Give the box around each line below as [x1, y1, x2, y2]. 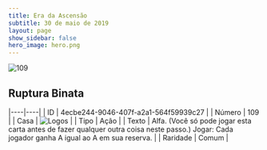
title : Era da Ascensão [8, 11, 88, 20]
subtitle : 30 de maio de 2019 [8, 19, 110, 27]
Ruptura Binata [8, 86, 85, 100]
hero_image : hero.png [8, 41, 81, 49]
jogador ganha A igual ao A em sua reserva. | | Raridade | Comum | [8, 132, 229, 142]
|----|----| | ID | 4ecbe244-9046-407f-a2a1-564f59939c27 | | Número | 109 [8, 107, 260, 116]
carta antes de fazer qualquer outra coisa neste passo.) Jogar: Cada [8, 124, 233, 134]
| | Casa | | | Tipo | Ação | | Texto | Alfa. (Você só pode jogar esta [8, 116, 252, 125]
